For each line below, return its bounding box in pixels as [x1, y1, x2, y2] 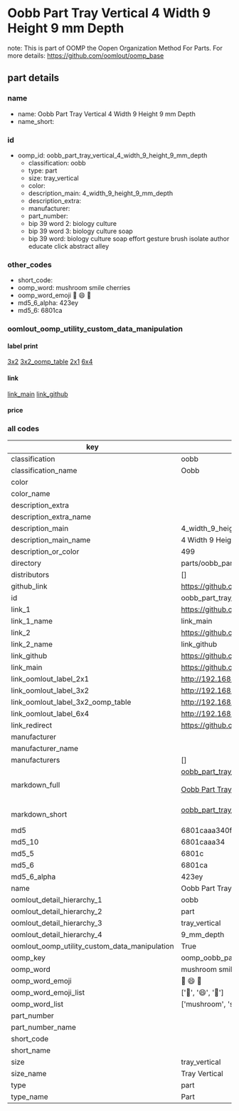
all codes [7, 424, 40, 434]
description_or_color [11, 547, 80, 557]
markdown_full [11, 780, 60, 790]
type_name [11, 1092, 48, 1102]
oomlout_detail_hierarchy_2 [11, 906, 102, 916]
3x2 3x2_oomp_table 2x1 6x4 [7, 358, 93, 366]
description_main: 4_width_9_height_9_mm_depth [28, 189, 173, 197]
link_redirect [11, 720, 53, 730]
